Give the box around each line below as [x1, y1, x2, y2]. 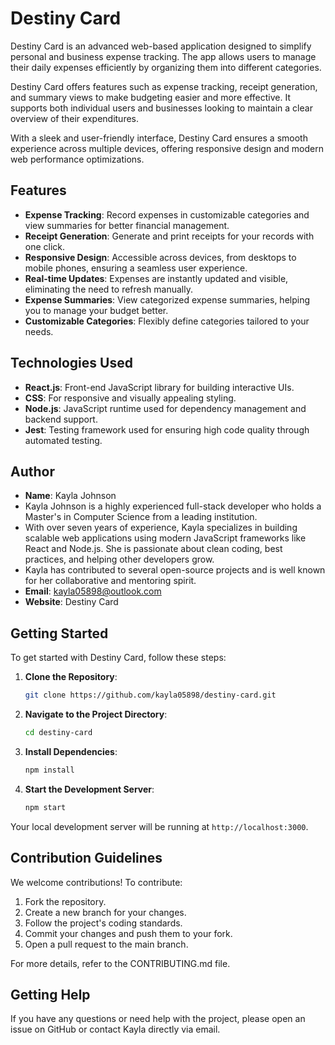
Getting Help [10, 986, 91, 1003]
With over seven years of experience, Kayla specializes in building [24, 522, 298, 534]
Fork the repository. [24, 895, 107, 907]
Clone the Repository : [24, 671, 118, 683]
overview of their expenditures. [10, 112, 140, 124]
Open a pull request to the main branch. [24, 938, 189, 950]
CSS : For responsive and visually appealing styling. [24, 392, 237, 404]
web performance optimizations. [10, 153, 145, 165]
